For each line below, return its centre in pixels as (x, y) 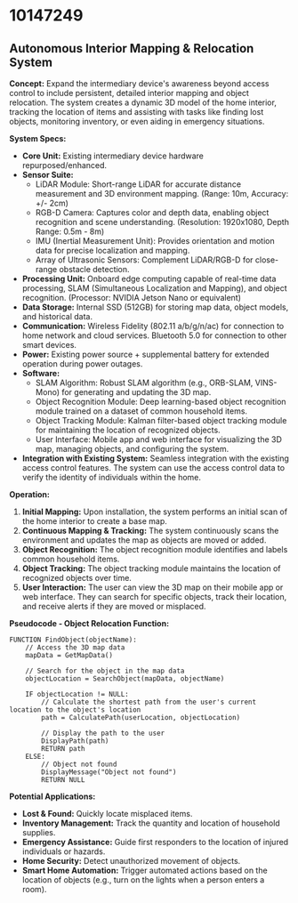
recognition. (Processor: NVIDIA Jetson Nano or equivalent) (132, 298)
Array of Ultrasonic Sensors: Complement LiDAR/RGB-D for (144, 260)
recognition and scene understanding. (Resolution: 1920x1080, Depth (162, 222)
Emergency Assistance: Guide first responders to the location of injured (155, 842)
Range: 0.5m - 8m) (70, 231)
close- (267, 260)
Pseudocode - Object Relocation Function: (89, 623)
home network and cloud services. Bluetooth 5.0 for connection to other (154, 335)
